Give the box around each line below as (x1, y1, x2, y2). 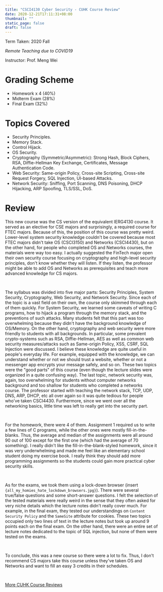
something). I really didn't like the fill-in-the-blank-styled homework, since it (5, 442, 157, 448)
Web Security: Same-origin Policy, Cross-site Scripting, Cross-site (12, 170, 145, 176)
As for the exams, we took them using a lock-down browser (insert (5, 482, 138, 488)
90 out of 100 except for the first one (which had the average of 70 (5, 437, 139, 443)
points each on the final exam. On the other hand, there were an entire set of (5, 523, 158, 529)
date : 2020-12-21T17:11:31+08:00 (5, 12, 73, 17)
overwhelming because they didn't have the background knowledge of (5, 320, 147, 326)
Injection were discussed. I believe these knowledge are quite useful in (5, 346, 147, 352)
